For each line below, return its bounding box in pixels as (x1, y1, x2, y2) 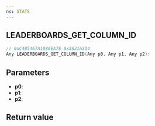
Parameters (6, 67, 50, 77)
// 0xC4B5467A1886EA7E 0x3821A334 (6, 46, 91, 52)
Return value (6, 113, 54, 122)
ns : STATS (6, 8, 30, 15)
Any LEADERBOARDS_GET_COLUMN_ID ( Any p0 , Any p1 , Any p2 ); (6, 51, 150, 57)
